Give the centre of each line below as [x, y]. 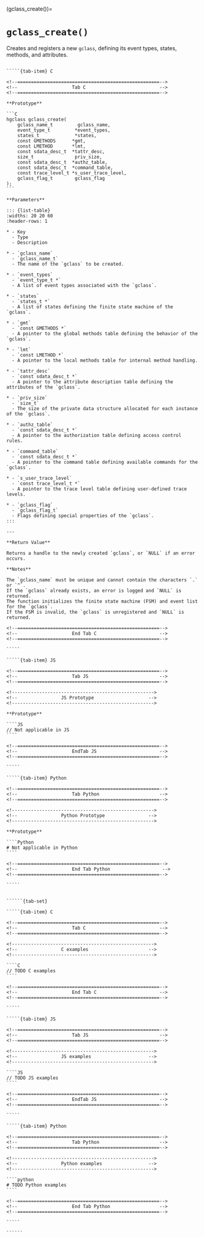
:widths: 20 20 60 [30, 216]
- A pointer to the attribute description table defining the [93, 382]
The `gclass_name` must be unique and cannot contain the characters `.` [102, 580]
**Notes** [19, 569]
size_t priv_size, [60, 157]
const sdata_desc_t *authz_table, [63, 162]
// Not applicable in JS [38, 730]
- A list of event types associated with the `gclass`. [84, 285]
